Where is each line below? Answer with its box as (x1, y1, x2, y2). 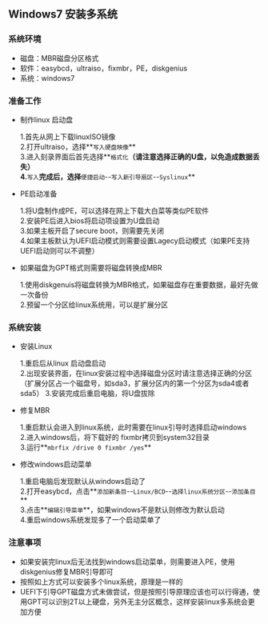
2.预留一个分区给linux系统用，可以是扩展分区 (19, 299, 169, 310)
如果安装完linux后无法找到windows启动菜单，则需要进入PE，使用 (19, 557, 235, 566)
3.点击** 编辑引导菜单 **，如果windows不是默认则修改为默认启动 (19, 505, 226, 514)
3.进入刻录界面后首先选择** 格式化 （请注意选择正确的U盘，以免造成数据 (19, 151, 254, 162)
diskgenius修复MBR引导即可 (19, 566, 114, 576)
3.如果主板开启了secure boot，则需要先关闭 (19, 226, 165, 235)
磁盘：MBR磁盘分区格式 (19, 53, 99, 62)
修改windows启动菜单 (19, 459, 92, 470)
